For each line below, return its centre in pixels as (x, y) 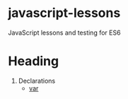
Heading (34, 61)
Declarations (37, 81)
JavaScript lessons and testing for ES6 (64, 33)
